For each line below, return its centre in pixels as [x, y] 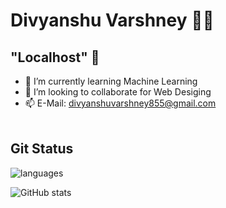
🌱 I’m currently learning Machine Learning [111, 81]
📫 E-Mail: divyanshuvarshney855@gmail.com [120, 103]
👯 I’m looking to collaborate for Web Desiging [118, 92]
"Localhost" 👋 [55, 57]
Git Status [42, 149]
